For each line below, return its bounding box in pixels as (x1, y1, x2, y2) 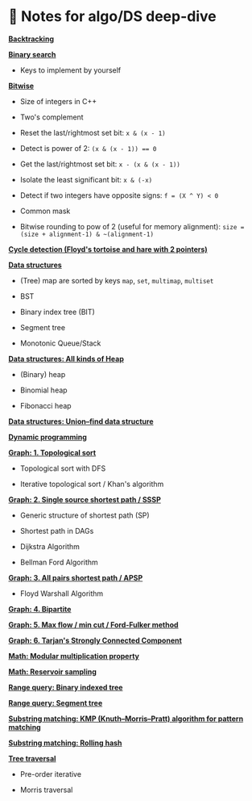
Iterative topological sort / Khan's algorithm (19, 479, 164, 489)
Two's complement (19, 112, 84, 122)
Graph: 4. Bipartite (8, 604, 72, 614)
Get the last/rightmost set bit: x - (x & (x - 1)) (19, 159, 181, 169)
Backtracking (8, 34, 55, 44)
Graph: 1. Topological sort (8, 447, 97, 457)
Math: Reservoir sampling (8, 666, 97, 677)
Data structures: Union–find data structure (8, 416, 155, 426)
